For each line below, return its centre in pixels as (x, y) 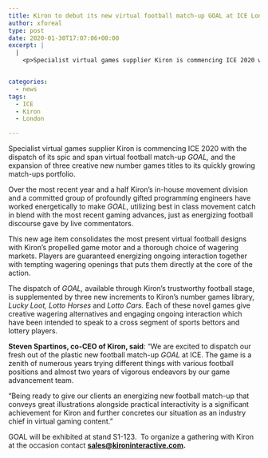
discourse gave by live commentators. (71, 224)
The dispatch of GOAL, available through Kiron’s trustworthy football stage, (132, 289)
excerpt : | (26, 46)
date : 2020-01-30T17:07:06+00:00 (64, 38)
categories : (28, 82)
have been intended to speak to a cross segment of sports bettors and (124, 323)
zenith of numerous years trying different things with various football (121, 364)
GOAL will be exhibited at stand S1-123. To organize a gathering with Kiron (131, 437)
